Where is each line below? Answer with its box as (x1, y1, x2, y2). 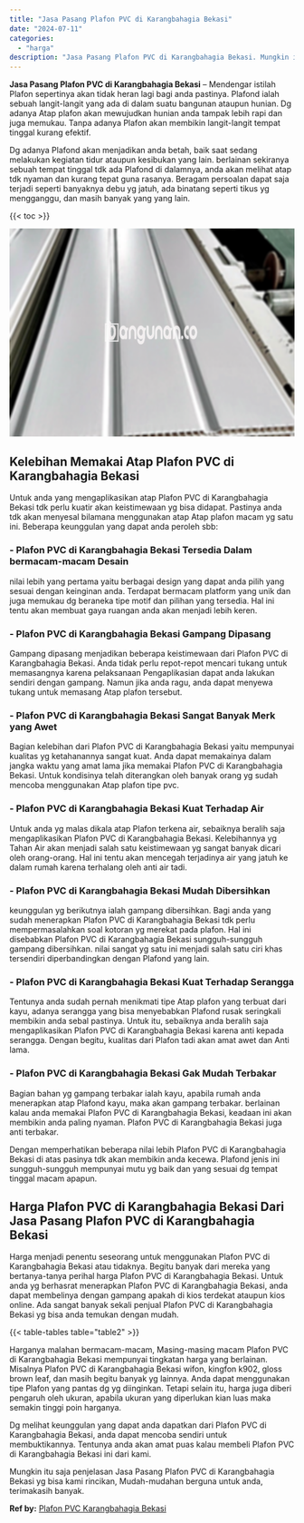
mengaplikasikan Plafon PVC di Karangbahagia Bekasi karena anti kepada (9, 1025, 285, 1036)
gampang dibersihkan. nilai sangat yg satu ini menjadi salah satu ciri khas (9, 943, 283, 954)
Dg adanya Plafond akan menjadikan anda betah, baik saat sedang (9, 145, 258, 156)
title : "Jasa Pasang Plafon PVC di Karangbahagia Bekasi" (9, 15, 233, 24)
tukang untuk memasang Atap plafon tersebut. (9, 687, 183, 698)
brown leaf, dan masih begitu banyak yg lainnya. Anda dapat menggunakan (9, 1373, 290, 1384)
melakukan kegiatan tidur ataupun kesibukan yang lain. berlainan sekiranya (9, 154, 290, 165)
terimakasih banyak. (9, 1486, 85, 1497)
